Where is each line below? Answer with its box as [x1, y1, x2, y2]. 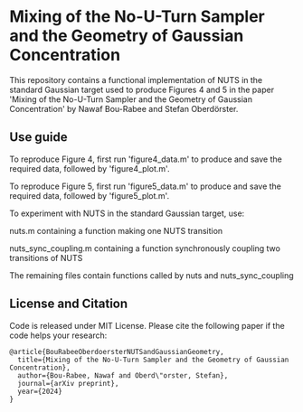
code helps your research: [9, 330, 108, 341]
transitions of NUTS [9, 252, 83, 263]
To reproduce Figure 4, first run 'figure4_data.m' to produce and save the [9, 154, 282, 164]
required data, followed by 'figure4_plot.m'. [9, 163, 170, 173]
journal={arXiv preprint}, [17, 379, 119, 388]
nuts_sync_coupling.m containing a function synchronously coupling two [9, 242, 280, 254]
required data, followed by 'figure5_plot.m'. [9, 190, 170, 201]
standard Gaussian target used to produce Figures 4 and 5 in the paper [9, 84, 274, 95]
